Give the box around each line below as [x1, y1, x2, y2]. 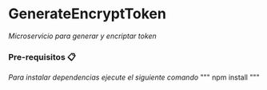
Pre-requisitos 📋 [8, 51, 76, 62]
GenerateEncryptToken [8, 5, 166, 23]
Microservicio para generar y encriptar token [8, 31, 157, 41]
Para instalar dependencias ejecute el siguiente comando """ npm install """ [8, 72, 260, 82]
